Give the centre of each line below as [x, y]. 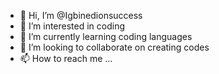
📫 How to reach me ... [66, 58]
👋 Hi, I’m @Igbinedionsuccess [81, 15]
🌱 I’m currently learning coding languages [106, 36]
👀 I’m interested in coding [72, 26]
